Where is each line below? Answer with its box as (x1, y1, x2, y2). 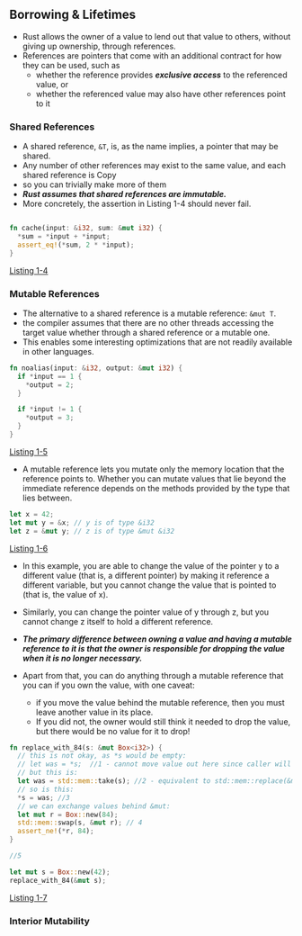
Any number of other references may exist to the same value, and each (22, 160, 286, 171)
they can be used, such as (22, 59, 120, 70)
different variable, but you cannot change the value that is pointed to (22, 580, 277, 590)
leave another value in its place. (35, 706, 154, 717)
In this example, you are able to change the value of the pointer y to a (22, 560, 280, 571)
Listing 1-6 (9, 543, 49, 553)
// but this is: (17, 769, 78, 778)
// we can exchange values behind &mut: (17, 801, 171, 811)
